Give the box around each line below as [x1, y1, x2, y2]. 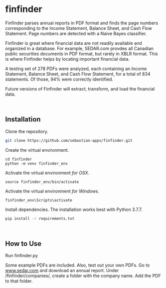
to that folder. [5, 278, 33, 284]
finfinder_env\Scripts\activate [5, 197, 72, 202]
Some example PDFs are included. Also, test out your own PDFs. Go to [5, 262, 150, 268]
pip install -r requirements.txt [5, 216, 75, 221]
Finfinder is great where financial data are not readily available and [5, 40, 142, 46]
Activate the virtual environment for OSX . [5, 170, 90, 176]
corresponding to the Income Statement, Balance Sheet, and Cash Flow [5, 25, 152, 31]
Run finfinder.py [5, 253, 38, 259]
